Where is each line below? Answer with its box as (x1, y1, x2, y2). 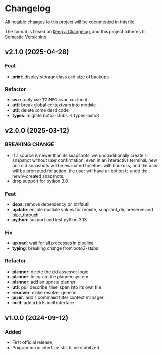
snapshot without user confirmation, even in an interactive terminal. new (12, 157, 157, 163)
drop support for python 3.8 (12, 178, 68, 184)
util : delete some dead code (12, 107, 69, 113)
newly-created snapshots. (12, 173, 65, 178)
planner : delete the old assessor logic (12, 269, 89, 275)
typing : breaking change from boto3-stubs (12, 245, 99, 251)
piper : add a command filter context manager (12, 295, 104, 300)
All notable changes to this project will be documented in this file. (5, 19, 136, 25)
